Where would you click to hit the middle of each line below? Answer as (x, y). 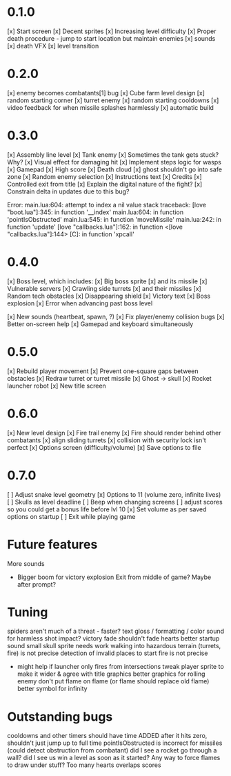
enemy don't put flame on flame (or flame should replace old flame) (113, 681)
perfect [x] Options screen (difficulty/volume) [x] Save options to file (104, 447)
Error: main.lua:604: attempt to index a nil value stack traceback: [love (107, 205)
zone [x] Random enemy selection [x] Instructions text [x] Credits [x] (104, 176)
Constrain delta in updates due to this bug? (68, 191)
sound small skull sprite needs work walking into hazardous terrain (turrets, (114, 646)
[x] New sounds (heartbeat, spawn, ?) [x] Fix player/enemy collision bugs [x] (116, 316)
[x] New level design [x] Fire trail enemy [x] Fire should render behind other (114, 433)
